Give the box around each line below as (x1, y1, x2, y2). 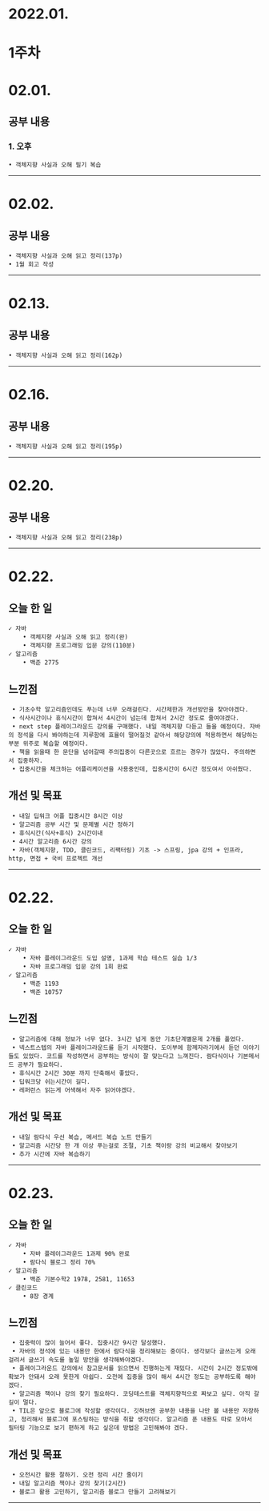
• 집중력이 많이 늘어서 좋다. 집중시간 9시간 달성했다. (11, 1339, 167, 1347)
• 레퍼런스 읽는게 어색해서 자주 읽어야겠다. (11, 1086, 136, 1094)
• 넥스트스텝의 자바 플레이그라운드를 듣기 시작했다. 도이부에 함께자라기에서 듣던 (11, 1044, 240, 1052)
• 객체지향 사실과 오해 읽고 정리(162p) (8, 351, 123, 360)
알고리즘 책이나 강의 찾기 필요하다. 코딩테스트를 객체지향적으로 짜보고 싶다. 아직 (18, 1390, 251, 1398)
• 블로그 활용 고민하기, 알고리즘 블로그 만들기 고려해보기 (11, 1488, 176, 1497)
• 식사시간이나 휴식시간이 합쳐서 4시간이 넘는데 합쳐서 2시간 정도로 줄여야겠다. (11, 714, 240, 723)
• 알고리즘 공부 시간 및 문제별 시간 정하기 (11, 820, 134, 828)
